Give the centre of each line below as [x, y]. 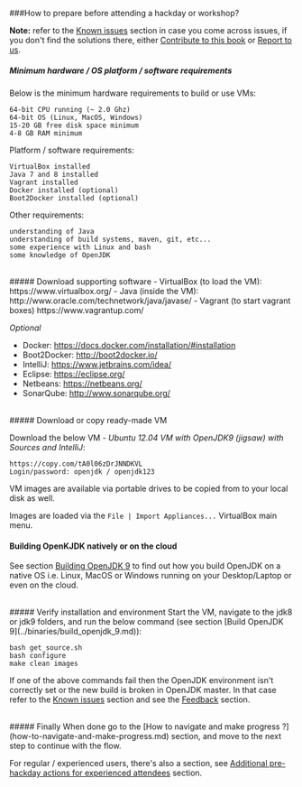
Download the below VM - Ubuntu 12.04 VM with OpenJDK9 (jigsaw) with [146, 438]
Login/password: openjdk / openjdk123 [82, 472]
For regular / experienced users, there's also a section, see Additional [138, 764]
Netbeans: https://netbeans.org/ [82, 384]
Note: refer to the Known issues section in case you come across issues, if [148, 30]
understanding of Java [52, 231]
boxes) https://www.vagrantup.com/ [77, 310]
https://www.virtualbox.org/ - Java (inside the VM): [104, 291]
